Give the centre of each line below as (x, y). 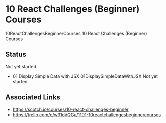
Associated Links (33, 98)
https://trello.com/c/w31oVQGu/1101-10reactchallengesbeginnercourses (87, 115)
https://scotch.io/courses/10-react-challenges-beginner (71, 109)
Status (16, 55)
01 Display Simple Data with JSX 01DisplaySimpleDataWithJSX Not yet (85, 76)
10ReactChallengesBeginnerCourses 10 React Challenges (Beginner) (76, 33)
